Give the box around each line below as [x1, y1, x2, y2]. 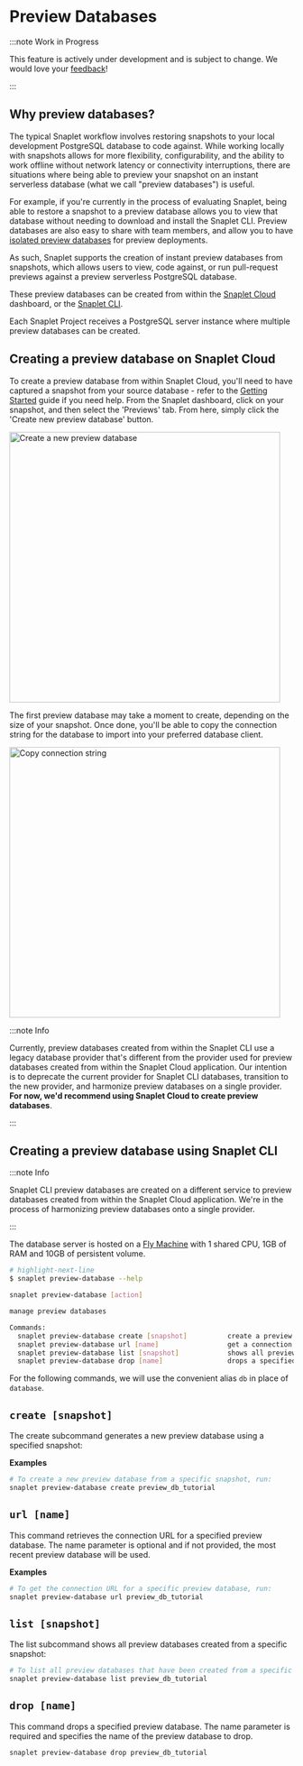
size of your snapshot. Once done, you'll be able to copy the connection [9, 719, 278, 730]
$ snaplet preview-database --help [9, 1274, 143, 1283]
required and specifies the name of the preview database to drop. [9, 1730, 253, 1742]
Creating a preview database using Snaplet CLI [9, 1143, 278, 1158]
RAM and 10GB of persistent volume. [9, 1248, 146, 1259]
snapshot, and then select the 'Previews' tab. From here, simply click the [9, 404, 280, 415]
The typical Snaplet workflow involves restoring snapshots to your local [9, 131, 275, 142]
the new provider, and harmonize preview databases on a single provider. [9, 1081, 282, 1091]
